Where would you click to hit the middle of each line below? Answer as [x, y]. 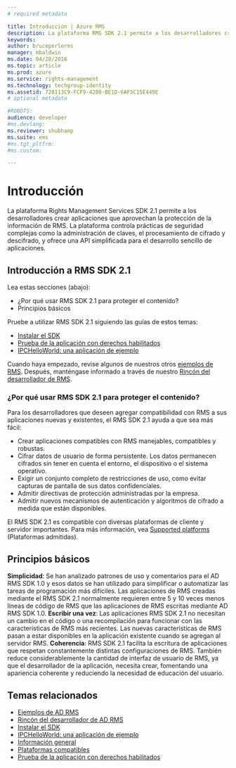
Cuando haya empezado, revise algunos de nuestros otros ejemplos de [110, 364]
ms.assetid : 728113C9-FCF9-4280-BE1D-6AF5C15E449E [83, 92]
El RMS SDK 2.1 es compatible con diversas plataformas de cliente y [106, 522]
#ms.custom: [25, 151]
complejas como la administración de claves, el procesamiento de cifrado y [117, 233]
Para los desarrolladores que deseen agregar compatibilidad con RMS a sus [117, 413]
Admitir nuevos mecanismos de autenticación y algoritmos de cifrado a [120, 501]
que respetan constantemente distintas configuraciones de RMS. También [114, 651]
